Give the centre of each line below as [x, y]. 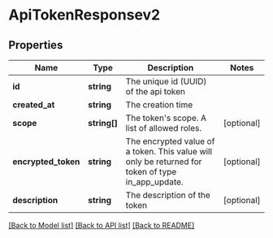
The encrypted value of [170, 141]
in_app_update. [155, 182]
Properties [36, 45]
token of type [151, 172]
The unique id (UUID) [166, 81]
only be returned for [164, 162]
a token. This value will [169, 151]
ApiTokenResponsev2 [84, 15]
